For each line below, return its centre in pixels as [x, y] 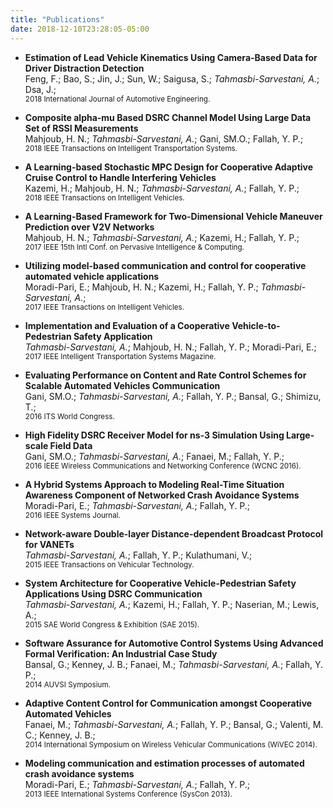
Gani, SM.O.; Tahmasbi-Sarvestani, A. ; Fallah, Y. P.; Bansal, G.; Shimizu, [173, 396]
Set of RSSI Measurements [81, 128]
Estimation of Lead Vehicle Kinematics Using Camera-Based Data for [171, 57]
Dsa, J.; [40, 89]
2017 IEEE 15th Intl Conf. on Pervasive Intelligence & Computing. [134, 247]
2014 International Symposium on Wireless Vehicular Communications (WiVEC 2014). [171, 744]
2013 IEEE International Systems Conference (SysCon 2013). [128, 794]
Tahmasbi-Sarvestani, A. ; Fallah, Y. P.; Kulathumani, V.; [138, 555]
